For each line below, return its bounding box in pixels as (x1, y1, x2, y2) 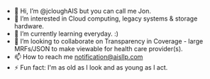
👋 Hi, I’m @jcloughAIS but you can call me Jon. (13, 7, 151, 15)
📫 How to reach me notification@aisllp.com (13, 53, 143, 60)
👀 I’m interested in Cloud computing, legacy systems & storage (13, 14, 198, 23)
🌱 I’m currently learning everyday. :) (13, 29, 119, 38)
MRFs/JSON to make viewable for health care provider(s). (13, 45, 183, 53)
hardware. (13, 22, 45, 30)
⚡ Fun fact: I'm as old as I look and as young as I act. (13, 63, 168, 71)
